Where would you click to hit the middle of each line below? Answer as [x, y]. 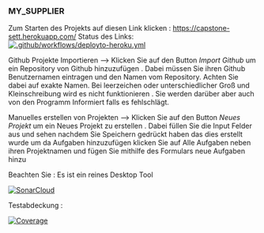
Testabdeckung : [36, 205]
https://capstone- [202, 28]
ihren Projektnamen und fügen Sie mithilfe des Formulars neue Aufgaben [127, 151]
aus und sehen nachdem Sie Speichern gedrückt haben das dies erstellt [126, 134]
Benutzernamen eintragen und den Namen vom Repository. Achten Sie [123, 77]
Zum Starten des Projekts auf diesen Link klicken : [90, 28]
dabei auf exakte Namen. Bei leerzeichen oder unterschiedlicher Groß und [129, 85]
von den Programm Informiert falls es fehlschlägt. [89, 102]
